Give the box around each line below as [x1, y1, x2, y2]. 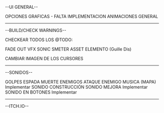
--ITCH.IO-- [5, 103, 29, 109]
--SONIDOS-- [5, 70, 33, 75]
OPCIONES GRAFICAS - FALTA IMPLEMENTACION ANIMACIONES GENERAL [5, 14, 159, 19]
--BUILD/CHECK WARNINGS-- [5, 28, 67, 33]
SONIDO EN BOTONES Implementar [5, 89, 77, 95]
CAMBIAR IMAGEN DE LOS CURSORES [5, 56, 84, 61]
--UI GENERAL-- [5, 4, 38, 10]
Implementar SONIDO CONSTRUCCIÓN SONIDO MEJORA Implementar [5, 84, 148, 90]
